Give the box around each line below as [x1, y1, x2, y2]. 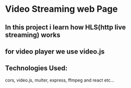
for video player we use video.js [5, 47, 105, 56]
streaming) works [5, 30, 60, 39]
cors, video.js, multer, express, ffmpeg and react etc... [5, 77, 114, 83]
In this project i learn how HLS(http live [5, 23, 126, 31]
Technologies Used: [5, 64, 68, 72]
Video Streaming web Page [5, 3, 118, 15]
